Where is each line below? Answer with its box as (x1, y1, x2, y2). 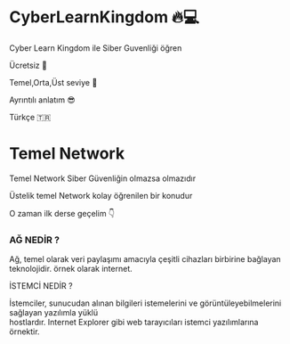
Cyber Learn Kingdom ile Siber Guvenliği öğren (9, 42, 182, 53)
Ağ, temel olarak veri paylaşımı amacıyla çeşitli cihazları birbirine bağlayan (9, 254, 282, 265)
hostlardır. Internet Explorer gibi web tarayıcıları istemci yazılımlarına (9, 317, 259, 328)
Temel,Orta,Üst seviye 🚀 (9, 77, 98, 87)
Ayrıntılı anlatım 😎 (9, 94, 76, 105)
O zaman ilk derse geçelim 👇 (9, 208, 116, 218)
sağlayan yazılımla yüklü (9, 307, 99, 318)
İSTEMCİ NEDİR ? (9, 281, 73, 291)
